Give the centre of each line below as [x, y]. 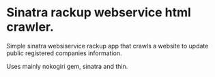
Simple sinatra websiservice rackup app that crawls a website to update [107, 46]
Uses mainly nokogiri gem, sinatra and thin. [67, 66]
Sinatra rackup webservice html [99, 13]
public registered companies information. [64, 53]
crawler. [30, 27]
